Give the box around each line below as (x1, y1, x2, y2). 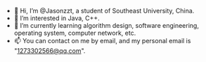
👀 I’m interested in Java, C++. (13, 14, 100, 22)
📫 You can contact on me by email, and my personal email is (13, 37, 191, 45)
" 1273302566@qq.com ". (13, 47, 86, 55)
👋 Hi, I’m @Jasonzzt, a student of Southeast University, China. (13, 7, 195, 15)
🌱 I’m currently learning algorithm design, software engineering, (13, 22, 199, 29)
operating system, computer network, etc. (13, 29, 136, 37)
